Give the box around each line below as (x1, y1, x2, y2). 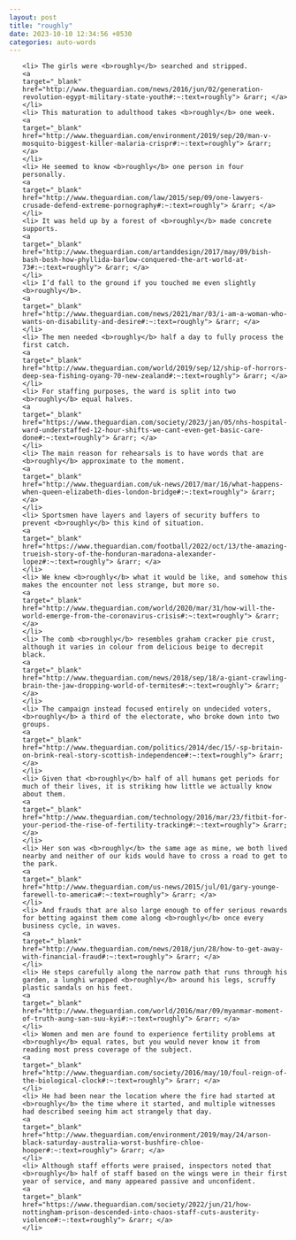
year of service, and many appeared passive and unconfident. (21, 1177, 256, 1186)
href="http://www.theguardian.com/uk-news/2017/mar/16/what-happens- (21, 480, 285, 489)
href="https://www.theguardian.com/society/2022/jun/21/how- (21, 1200, 253, 1209)
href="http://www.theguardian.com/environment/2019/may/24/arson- (21, 1130, 272, 1140)
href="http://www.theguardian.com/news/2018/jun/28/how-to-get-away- (21, 944, 285, 954)
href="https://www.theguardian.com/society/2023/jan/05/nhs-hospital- (21, 418, 288, 427)
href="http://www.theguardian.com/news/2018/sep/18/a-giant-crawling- (21, 674, 288, 682)
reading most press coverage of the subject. (21, 1045, 193, 1054)
